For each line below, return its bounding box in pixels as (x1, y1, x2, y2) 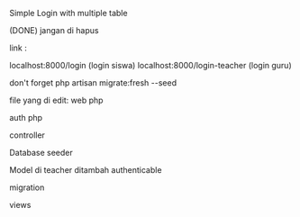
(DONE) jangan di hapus (9, 25, 99, 35)
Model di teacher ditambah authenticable (9, 165, 162, 175)
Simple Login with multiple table (9, 8, 128, 18)
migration (9, 182, 45, 193)
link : (9, 42, 27, 53)
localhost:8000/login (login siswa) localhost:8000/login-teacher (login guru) (9, 60, 292, 70)
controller (9, 130, 45, 140)
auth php (9, 113, 43, 122)
